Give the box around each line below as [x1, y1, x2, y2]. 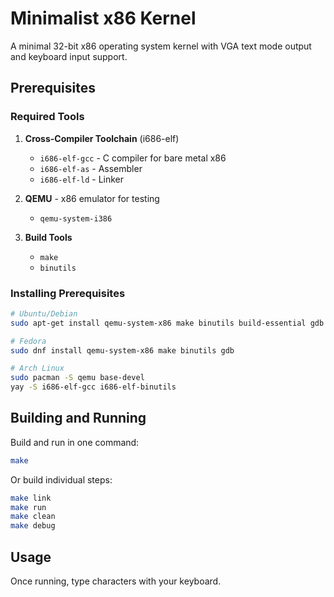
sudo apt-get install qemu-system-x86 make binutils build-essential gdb [10, 318, 325, 328]
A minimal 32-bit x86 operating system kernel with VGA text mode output [10, 40, 312, 52]
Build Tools [24, 231, 73, 243]
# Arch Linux [10, 363, 65, 374]
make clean [10, 512, 56, 522]
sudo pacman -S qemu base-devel [10, 373, 145, 383]
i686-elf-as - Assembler [39, 162, 143, 174]
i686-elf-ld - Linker [39, 173, 125, 185]
